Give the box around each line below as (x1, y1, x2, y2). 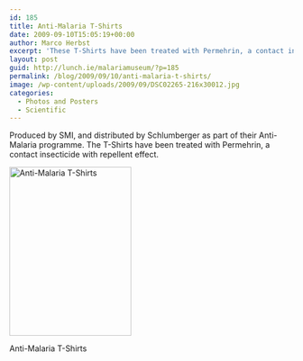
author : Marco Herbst (9, 38, 91, 48)
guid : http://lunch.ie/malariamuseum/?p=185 (9, 64, 179, 73)
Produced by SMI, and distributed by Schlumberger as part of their (9, 130, 257, 140)
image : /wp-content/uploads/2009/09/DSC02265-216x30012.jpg (9, 80, 241, 89)
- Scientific (17, 105, 67, 114)
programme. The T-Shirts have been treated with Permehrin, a (39, 140, 271, 150)
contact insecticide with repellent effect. (9, 149, 160, 160)
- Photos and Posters (17, 96, 99, 106)
